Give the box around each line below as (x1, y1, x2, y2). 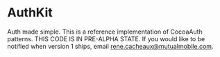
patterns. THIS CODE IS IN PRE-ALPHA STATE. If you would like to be (7, 34, 205, 43)
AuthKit (7, 5, 53, 21)
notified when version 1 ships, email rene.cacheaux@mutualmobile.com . (7, 42, 214, 50)
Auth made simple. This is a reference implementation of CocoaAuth (7, 27, 203, 36)
